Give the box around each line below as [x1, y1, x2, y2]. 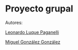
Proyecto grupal [5, 3, 73, 14]
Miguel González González [5, 38, 60, 45]
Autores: [5, 19, 23, 25]
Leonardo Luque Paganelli [5, 29, 59, 35]
